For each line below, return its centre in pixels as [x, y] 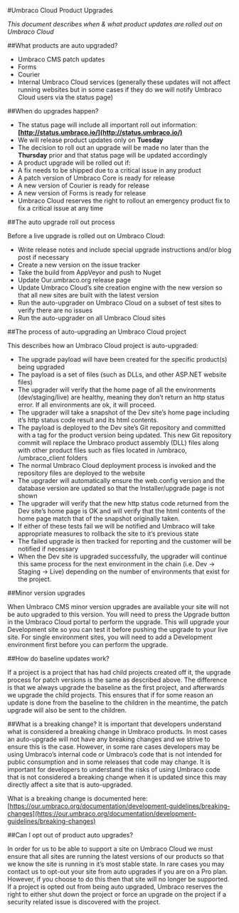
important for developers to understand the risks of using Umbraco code [114, 769]
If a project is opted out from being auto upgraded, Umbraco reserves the [115, 887]
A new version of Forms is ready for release [82, 193]
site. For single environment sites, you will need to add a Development [110, 637]
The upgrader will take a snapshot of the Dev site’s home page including [123, 412]
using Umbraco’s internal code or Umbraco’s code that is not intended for [115, 754]
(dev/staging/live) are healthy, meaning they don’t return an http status [121, 397]
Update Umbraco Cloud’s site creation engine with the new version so [120, 287]
